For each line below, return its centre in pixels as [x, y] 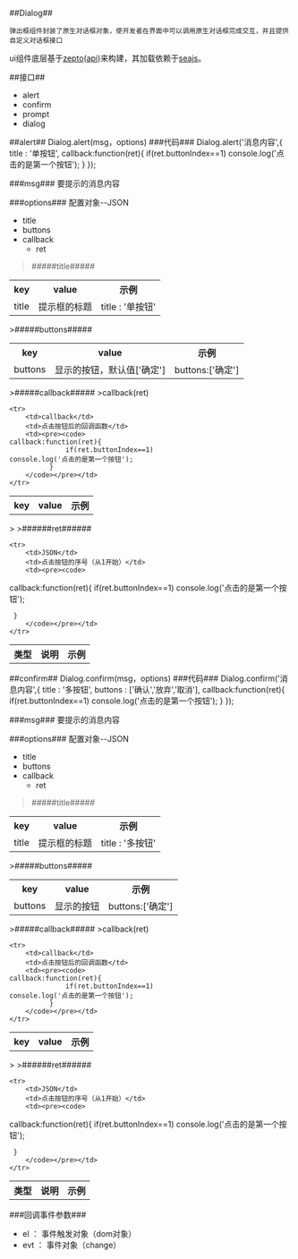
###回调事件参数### [48, 1215]
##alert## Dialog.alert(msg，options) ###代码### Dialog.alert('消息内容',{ [146, 142]
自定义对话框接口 [36, 40]
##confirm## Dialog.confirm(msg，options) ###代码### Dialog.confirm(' [145, 678]
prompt [36, 114]
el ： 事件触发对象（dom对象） [79, 1233]
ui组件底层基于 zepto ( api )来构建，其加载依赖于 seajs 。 [108, 58]
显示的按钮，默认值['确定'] [111, 370]
